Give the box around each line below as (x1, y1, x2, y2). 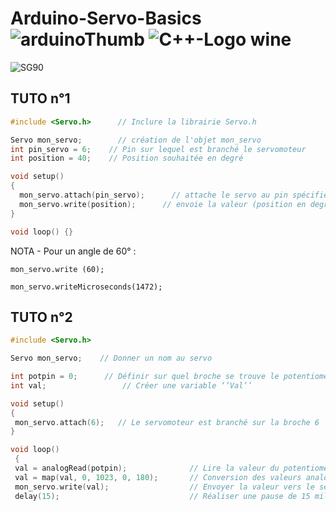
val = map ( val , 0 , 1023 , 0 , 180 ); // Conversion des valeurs (14, 472, 302, 482)
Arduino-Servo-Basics (10, 7, 202, 30)
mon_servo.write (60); (10, 264, 105, 274)
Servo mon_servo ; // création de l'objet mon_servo (10, 135, 262, 145)
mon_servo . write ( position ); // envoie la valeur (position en (19, 199, 307, 209)
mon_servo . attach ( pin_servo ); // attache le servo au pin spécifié (19, 190, 329, 200)
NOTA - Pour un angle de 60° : (10, 245, 137, 257)
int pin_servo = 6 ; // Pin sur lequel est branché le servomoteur (10, 144, 307, 154)
